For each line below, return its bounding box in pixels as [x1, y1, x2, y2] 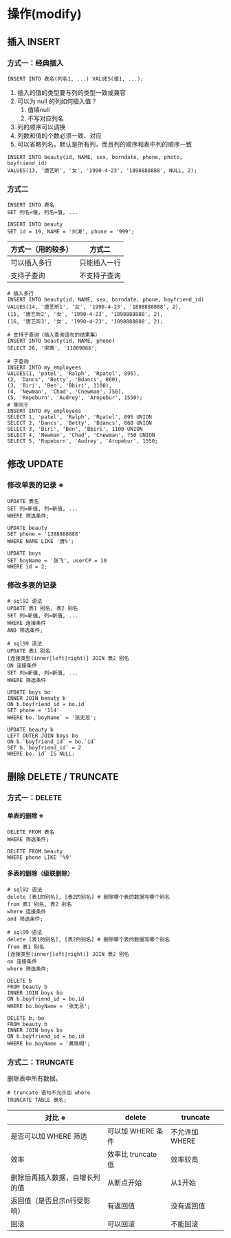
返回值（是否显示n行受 [10, 1196, 84, 1206]
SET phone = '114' [7, 707, 60, 714]
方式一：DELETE [7, 793, 63, 802]
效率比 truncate [107, 1150, 157, 1160]
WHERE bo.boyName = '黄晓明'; [7, 1040, 91, 1047]
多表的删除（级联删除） [7, 869, 74, 877]
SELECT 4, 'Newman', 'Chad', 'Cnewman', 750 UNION [7, 431, 155, 439]
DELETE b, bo [7, 1014, 45, 1022]
